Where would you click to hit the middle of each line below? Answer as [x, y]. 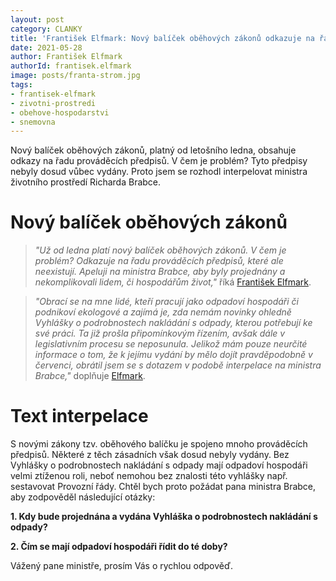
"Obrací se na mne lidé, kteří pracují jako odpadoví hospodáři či [167, 302]
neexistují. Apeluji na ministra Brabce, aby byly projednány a [160, 272]
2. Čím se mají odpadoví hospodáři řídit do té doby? [119, 547]
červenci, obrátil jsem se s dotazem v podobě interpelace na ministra [178, 365]
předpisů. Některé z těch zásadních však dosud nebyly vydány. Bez [150, 455]
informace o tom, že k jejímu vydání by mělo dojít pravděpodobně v [173, 355]
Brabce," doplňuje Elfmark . [90, 376]
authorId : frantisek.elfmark [71, 66]
